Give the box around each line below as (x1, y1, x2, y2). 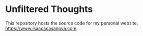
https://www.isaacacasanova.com (5, 25, 77, 31)
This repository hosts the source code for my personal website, (5, 20, 138, 26)
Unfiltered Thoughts (5, 3, 93, 15)
